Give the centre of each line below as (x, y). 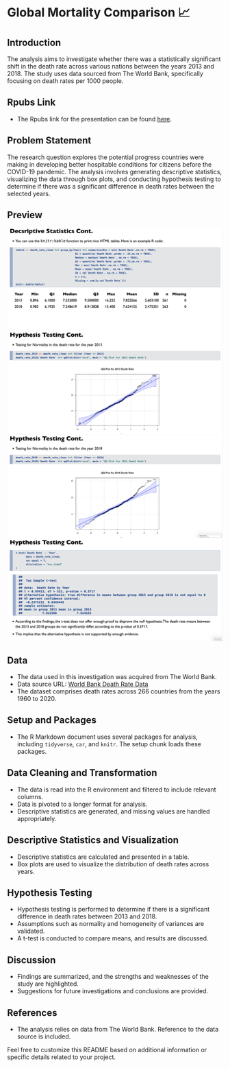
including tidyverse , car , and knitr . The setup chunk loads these (109, 744)
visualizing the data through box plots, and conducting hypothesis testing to (114, 179)
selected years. (29, 193)
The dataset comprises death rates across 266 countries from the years (118, 691)
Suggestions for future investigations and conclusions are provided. (113, 991)
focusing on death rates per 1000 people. (65, 81)
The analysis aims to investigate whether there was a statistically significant (114, 59)
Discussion (31, 960)
